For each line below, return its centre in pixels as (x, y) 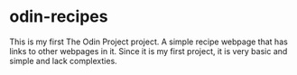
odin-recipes (59, 17)
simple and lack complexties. (63, 61)
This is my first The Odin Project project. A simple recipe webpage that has (149, 42)
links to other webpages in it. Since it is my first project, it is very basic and (148, 51)
